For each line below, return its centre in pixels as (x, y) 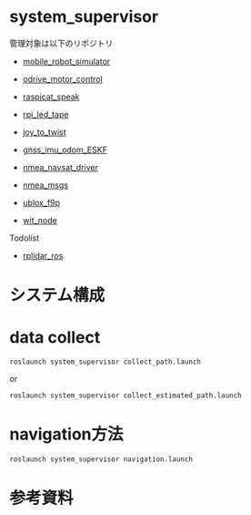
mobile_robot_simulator (66, 61)
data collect (55, 338)
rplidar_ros (43, 255)
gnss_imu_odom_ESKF (65, 149)
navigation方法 (66, 434)
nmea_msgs (45, 185)
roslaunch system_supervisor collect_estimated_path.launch (126, 396)
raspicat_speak (51, 97)
